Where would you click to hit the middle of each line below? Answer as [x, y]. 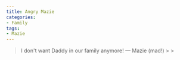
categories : [21, 17]
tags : [13, 28]
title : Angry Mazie [30, 12]
